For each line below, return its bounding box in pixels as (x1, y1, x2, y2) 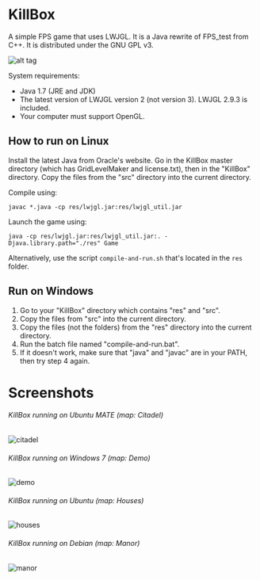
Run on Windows (8, 284, 94, 298)
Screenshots (8, 383, 94, 402)
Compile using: (8, 188, 58, 197)
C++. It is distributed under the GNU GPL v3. (8, 40, 154, 49)
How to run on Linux (8, 135, 109, 148)
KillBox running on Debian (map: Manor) (8, 538, 140, 548)
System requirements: (8, 71, 81, 80)
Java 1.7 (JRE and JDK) (19, 86, 97, 96)
